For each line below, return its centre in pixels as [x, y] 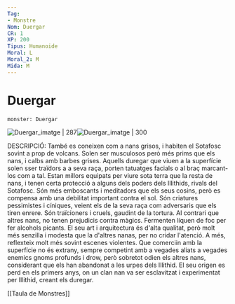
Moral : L [20, 53]
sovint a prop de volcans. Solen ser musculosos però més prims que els [111, 153]
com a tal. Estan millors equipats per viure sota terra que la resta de [115, 175]
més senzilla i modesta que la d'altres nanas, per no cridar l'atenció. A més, [116, 235]
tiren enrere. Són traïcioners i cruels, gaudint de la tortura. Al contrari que [113, 213]
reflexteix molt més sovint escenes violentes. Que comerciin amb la [105, 242]
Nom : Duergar [26, 27]
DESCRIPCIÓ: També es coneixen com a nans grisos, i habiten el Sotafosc [114, 146]
